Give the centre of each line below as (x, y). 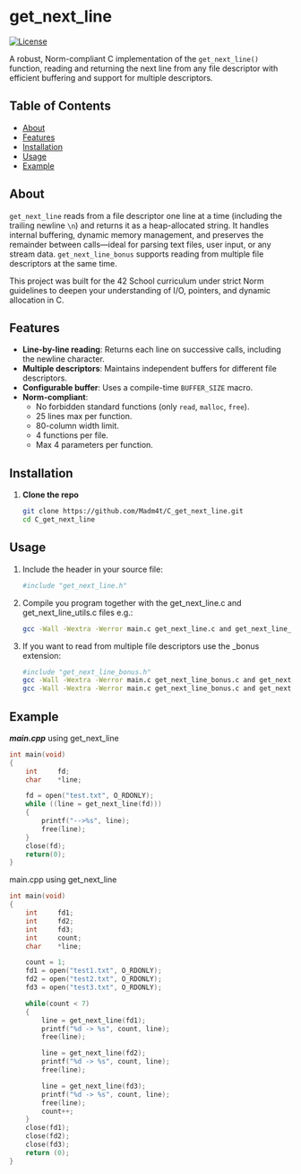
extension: (41, 655)
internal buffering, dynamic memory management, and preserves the (137, 234)
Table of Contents (60, 106)
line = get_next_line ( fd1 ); (94, 1021)
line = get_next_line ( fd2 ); (94, 1053)
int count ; (54, 938)
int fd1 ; (50, 913)
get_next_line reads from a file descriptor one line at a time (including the (146, 215)
